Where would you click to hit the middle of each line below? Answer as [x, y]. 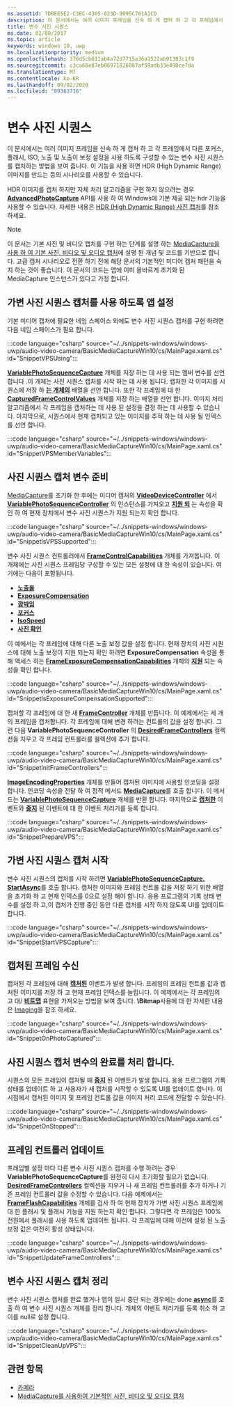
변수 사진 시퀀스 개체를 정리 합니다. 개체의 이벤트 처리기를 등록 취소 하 [123, 1308]
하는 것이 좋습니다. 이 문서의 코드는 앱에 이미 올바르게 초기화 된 [99, 270]
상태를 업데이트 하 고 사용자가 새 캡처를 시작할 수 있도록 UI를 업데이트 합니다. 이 [115, 1089]
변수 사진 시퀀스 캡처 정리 [58, 1281]
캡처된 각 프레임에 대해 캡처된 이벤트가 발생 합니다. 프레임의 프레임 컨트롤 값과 [113, 984]
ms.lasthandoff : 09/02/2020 [48, 85]
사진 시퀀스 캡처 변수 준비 [58, 477]
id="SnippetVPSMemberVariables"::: [60, 453]
